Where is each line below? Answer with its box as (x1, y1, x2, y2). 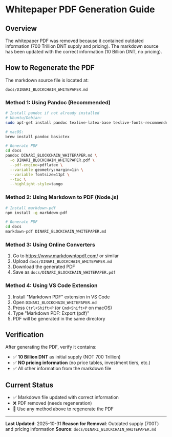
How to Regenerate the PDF (5, 63, 95, 72)
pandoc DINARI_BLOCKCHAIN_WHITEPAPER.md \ (5, 153, 97, 158)
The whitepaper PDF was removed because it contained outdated (5, 37, 144, 44)
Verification (5, 330, 44, 339)
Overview (5, 24, 37, 33)
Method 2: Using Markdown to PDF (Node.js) (5, 194, 119, 201)
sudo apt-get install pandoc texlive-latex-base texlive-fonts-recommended (5, 120, 170, 125)
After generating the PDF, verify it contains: (5, 344, 97, 350)
